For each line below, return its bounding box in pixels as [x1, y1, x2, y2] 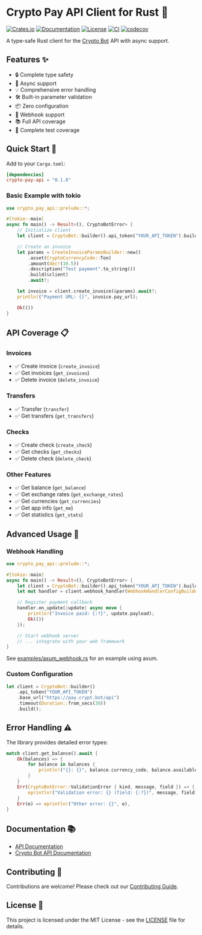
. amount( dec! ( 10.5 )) [28, 261, 79, 267]
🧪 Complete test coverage [14, 126, 80, 133]
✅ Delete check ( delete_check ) [14, 455, 92, 462]
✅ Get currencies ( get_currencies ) [14, 498, 101, 505]
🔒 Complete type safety [14, 71, 74, 78]
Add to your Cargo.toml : [6, 160, 66, 167]
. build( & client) [28, 271, 69, 278]
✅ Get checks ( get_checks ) [14, 448, 82, 455]
